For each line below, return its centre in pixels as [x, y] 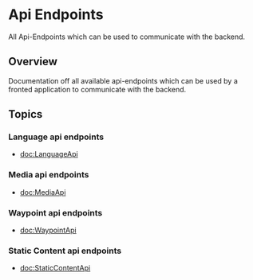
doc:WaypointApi [48, 230]
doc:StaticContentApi [55, 268]
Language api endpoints [56, 137]
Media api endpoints [49, 175]
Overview [33, 62]
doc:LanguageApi [49, 154]
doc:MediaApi [43, 192]
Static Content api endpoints [65, 251]
